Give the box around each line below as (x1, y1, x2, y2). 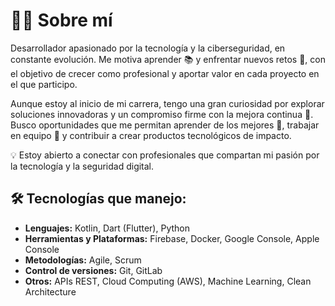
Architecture (24, 285, 77, 298)
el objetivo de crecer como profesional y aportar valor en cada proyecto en (10, 67, 320, 79)
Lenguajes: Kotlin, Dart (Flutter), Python (24, 222, 190, 234)
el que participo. (10, 78, 78, 90)
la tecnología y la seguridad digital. (10, 160, 155, 172)
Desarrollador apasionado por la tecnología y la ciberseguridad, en (10, 42, 286, 54)
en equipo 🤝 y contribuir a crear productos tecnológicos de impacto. (10, 129, 292, 141)
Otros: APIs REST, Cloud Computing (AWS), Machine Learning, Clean (24, 275, 312, 287)
